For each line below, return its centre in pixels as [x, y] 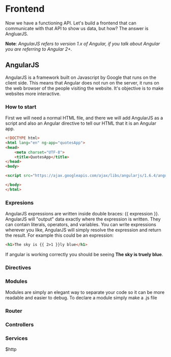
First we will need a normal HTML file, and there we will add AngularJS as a [84, 118]
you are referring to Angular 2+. [39, 49]
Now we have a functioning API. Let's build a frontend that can [71, 23]
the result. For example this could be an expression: [59, 235]
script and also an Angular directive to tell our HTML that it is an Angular [81, 123]
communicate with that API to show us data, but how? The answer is [77, 28]
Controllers [20, 325]
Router [14, 311]
